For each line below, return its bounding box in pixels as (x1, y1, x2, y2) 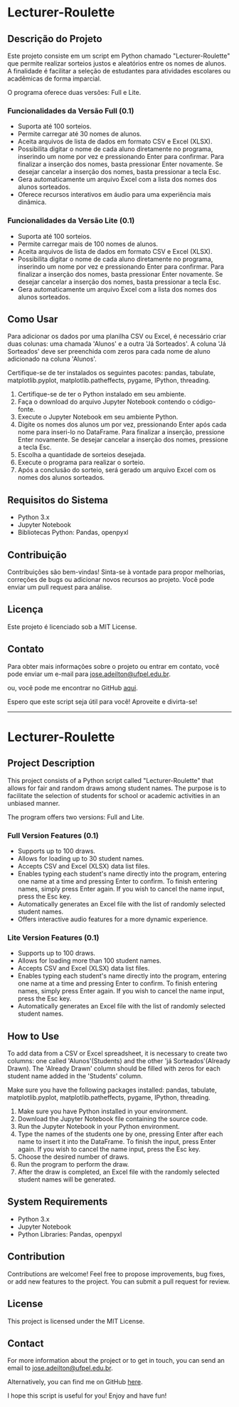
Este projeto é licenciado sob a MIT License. (7, 622, 137, 631)
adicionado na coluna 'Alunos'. (7, 354, 97, 364)
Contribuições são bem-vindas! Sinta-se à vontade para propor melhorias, (7, 568, 225, 576)
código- (192, 397, 216, 406)
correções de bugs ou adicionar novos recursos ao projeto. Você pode (7, 575, 215, 584)
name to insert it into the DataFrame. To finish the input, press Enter (17, 1137, 216, 1146)
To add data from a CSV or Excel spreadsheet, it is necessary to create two (7, 1049, 228, 1058)
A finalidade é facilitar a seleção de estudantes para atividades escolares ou (7, 67, 231, 75)
